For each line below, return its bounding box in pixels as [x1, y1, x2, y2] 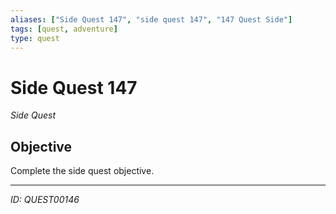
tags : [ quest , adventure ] [10, 24, 118, 34]
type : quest [10, 33, 60, 43]
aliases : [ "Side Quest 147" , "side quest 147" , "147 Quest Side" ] [10, 14, 293, 25]
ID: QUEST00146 [10, 194, 80, 206]
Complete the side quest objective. [10, 165, 155, 177]
